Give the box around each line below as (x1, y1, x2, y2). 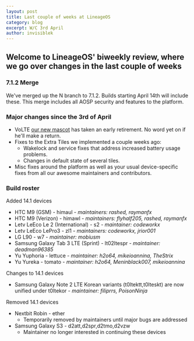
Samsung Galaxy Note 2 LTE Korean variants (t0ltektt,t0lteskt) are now (14, 281, 185, 288)
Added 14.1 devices (6, 197, 52, 205)
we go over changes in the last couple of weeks (6, 61, 182, 71)
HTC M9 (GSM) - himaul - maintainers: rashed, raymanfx (14, 209, 152, 216)
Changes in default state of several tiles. (23, 157, 121, 164)
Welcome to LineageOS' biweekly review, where (6, 52, 185, 62)
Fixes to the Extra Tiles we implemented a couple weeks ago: (14, 139, 162, 146)
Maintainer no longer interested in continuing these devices (23, 329, 166, 336)
